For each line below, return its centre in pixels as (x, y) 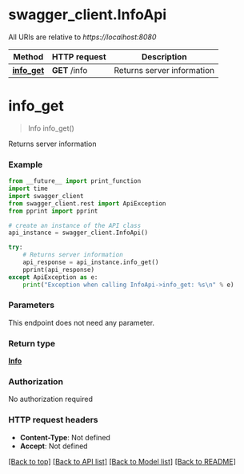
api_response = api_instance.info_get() (91, 262)
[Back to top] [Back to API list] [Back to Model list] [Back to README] (122, 461)
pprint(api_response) (58, 269)
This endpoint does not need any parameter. (81, 322)
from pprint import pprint (53, 211)
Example (26, 164)
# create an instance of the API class (75, 225)
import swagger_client (46, 196)
